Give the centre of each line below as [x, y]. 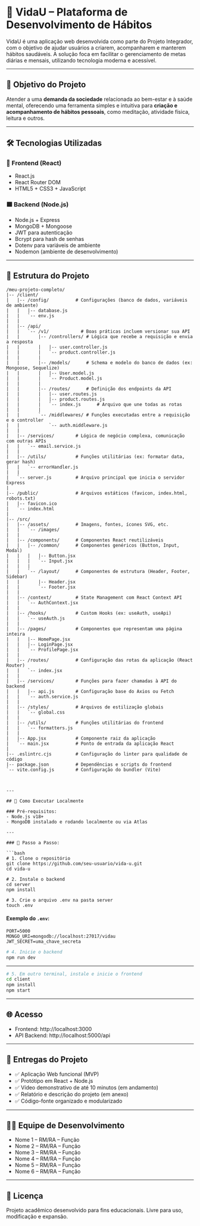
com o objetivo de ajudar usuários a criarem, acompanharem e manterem [96, 48]
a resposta [20, 342]
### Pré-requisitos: [32, 811]
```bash [16, 853]
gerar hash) [21, 462]
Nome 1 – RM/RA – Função [47, 1140]
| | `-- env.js [30, 315]
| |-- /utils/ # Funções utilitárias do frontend [85, 723]
